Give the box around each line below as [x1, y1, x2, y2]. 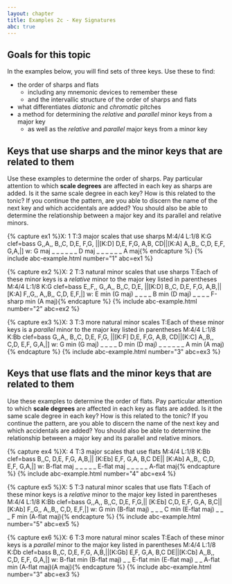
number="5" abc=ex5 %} [7, 519, 80, 528]
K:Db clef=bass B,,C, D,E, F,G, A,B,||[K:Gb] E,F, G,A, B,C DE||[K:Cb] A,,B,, [7, 548, 215, 556]
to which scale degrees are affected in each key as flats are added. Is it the [7, 404, 223, 412]
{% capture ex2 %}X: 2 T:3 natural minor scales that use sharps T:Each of [7, 268, 218, 276]
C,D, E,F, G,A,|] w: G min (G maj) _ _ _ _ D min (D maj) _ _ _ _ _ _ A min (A [7, 340, 211, 348]
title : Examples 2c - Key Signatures [7, 17, 116, 24]
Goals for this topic [7, 49, 91, 60]
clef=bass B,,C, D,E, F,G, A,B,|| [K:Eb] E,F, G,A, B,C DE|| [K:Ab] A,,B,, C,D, [7, 454, 215, 462]
